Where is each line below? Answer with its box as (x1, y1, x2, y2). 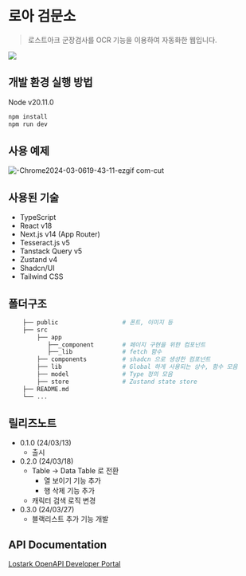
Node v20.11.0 (8, 97, 54, 107)
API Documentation (8, 538, 107, 551)
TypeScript (19, 213, 57, 222)
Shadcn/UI (19, 264, 55, 273)
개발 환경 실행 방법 (8, 76, 93, 89)
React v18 (19, 221, 53, 231)
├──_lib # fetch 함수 (47, 348, 162, 356)
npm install (8, 112, 48, 120)
